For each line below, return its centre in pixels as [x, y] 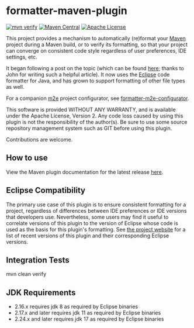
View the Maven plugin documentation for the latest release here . [85, 172]
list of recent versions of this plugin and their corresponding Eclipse [88, 236]
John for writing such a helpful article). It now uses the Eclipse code [88, 74]
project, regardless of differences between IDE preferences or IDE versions [96, 210]
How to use [27, 158]
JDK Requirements [41, 293]
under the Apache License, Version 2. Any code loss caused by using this [95, 116]
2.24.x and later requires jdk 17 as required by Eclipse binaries [89, 319]
